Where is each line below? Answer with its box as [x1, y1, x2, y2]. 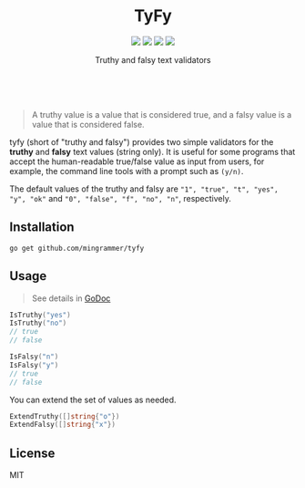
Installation [9, 220, 75, 235]
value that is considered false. [31, 119, 145, 130]
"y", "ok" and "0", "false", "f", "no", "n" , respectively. [9, 192, 232, 203]
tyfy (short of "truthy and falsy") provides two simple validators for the [9, 136, 274, 147]
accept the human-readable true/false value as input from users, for [9, 156, 265, 167]
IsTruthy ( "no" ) [9, 318, 67, 328]
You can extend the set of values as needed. [9, 394, 177, 405]
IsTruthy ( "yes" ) [9, 310, 71, 319]
